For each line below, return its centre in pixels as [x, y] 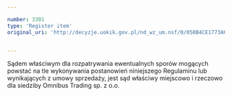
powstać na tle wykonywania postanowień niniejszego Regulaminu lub [107, 71]
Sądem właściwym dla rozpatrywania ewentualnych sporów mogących [108, 64]
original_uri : [28, 32]
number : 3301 [26, 19]
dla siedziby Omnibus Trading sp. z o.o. [63, 86]
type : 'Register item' [40, 26]
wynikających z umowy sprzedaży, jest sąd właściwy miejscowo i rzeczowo [115, 78]
